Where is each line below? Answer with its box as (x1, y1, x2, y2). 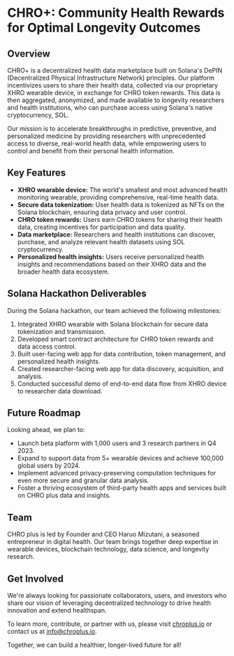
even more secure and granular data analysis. (17, 476, 149, 484)
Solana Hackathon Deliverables (7, 288, 147, 300)
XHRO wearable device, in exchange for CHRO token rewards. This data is (7, 89, 221, 97)
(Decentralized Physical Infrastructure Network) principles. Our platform (7, 74, 215, 82)
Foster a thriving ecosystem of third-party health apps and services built (17, 484, 227, 492)
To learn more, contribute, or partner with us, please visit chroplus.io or (7, 620, 212, 628)
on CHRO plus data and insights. (17, 491, 111, 500)
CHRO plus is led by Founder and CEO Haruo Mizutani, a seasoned (7, 530, 200, 538)
